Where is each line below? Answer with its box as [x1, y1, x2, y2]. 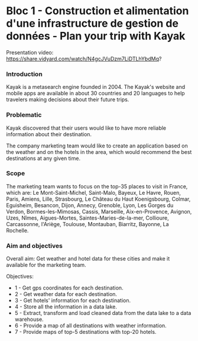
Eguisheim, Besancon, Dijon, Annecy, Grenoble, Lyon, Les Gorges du [6, 201, 174, 208]
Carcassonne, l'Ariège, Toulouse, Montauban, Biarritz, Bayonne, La [6, 220, 170, 227]
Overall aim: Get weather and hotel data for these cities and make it [6, 255, 170, 262]
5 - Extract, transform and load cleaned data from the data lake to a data [14, 310, 191, 317]
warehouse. [14, 316, 44, 323]
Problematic [6, 111, 42, 119]
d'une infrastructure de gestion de [6, 17, 179, 30]
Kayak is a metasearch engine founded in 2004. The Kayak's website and [6, 83, 185, 91]
